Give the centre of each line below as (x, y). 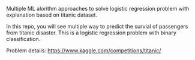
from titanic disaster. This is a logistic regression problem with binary (91, 33)
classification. (23, 39)
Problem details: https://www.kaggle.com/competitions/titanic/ (84, 50)
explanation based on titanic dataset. (52, 15)
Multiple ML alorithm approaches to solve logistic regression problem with (98, 9)
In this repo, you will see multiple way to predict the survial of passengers (97, 26)
